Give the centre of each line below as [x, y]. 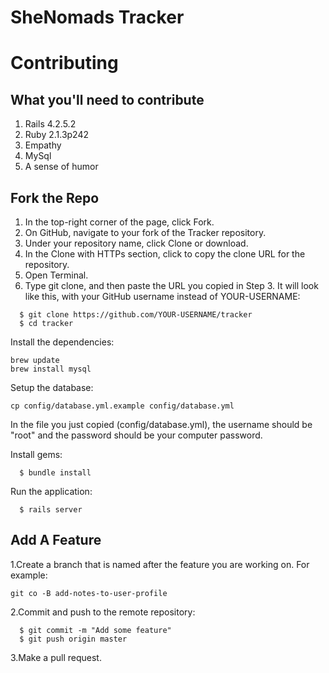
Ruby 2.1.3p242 [57, 135]
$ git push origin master [73, 639]
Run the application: [51, 491]
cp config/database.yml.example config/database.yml [122, 406]
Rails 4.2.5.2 [50, 124]
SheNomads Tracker [97, 17]
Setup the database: [52, 387]
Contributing [64, 63]
